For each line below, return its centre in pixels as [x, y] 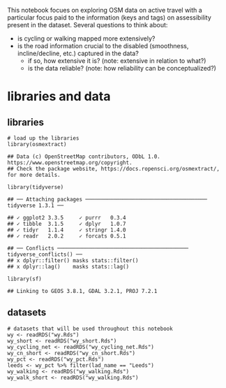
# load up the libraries [43, 138]
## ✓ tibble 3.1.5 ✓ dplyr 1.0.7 [67, 224]
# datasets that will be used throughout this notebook [90, 329]
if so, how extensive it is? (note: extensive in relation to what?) [117, 61]
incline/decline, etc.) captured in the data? [78, 53]
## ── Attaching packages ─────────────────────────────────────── [107, 199]
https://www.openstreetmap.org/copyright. [70, 163]
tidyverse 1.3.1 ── [36, 206]
